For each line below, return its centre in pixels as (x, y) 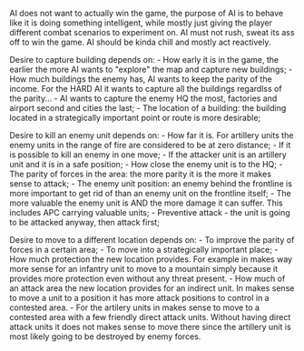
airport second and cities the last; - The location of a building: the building (148, 108)
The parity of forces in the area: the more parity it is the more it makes (141, 174)
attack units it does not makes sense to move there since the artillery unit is (151, 327)
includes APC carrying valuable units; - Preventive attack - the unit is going (150, 212)
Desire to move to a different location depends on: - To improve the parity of (152, 240)
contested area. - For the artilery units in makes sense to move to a (135, 307)
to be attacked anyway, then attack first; (85, 222)
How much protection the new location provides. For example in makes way (151, 259)
